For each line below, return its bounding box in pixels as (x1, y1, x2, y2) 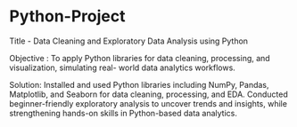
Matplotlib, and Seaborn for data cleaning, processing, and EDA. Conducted (9, 89, 288, 99)
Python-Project (9, 6, 126, 27)
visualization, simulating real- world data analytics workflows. (9, 62, 236, 73)
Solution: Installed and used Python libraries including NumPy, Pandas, (9, 79, 269, 90)
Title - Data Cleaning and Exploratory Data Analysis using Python (9, 36, 248, 46)
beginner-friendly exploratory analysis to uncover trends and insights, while (9, 98, 288, 108)
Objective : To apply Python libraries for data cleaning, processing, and (9, 52, 270, 63)
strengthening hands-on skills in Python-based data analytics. (9, 107, 238, 118)
